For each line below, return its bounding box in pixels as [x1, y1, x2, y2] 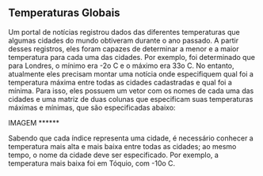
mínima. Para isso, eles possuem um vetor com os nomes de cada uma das [8, 86, 254, 95]
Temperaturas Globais [8, 6, 120, 20]
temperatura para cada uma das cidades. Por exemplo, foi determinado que [8, 52, 256, 62]
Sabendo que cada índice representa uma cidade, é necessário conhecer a [8, 133, 253, 143]
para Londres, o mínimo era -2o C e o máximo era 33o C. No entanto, [8, 61, 235, 70]
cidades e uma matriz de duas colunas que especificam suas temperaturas [8, 94, 253, 103]
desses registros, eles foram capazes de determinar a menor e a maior [8, 43, 239, 54]
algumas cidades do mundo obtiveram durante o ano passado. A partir [8, 36, 239, 45]
